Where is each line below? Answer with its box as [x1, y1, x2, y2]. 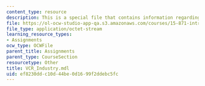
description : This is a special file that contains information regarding [6, 15, 201, 21]
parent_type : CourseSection [6, 54, 78, 60]
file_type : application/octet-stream [6, 25, 103, 32]
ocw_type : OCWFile [6, 43, 53, 49]
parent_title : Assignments [6, 48, 75, 55]
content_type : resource [6, 8, 67, 15]
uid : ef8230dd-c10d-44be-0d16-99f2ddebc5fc [6, 71, 119, 77]
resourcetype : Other [6, 59, 59, 65]
